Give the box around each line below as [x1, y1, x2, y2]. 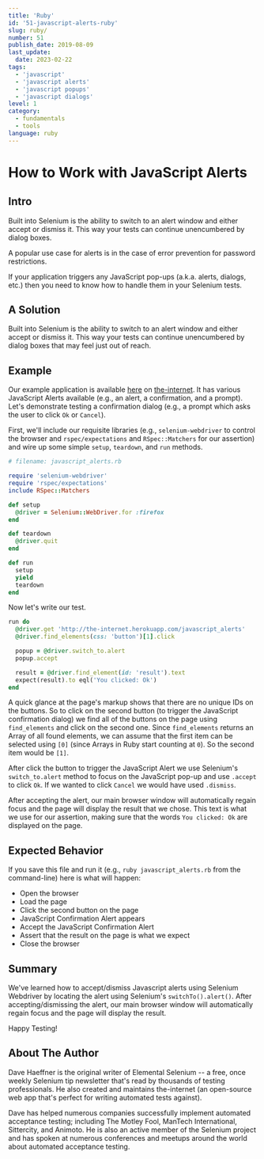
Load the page [19, 897, 67, 906]
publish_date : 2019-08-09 [8, 41, 93, 49]
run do [8, 618, 30, 626]
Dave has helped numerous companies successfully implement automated [8, 1108, 251, 1117]
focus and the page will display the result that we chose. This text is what [8, 804, 247, 814]
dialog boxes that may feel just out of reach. [8, 341, 152, 351]
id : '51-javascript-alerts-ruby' [8, 19, 119, 27]
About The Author [8, 1047, 100, 1060]
